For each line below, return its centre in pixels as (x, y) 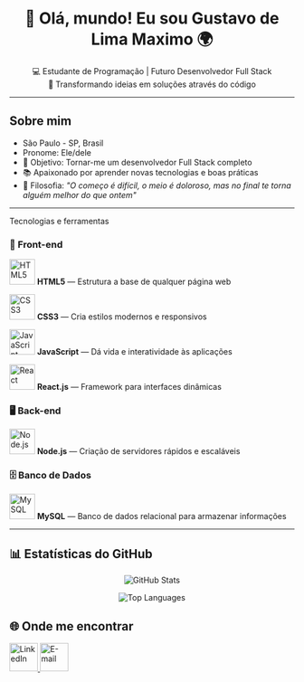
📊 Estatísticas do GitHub (81, 554)
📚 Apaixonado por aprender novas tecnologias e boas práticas (140, 172)
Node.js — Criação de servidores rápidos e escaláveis (138, 451)
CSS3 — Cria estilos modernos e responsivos (122, 317)
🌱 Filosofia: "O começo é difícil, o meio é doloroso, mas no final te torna (157, 185)
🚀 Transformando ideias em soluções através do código (152, 84)
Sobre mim (41, 121)
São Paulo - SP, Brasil (63, 143)
